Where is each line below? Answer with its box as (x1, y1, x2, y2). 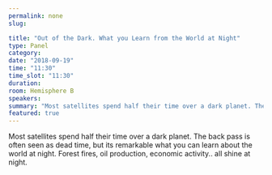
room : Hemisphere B (8, 87, 74, 95)
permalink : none (8, 11, 63, 20)
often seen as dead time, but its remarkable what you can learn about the (8, 140, 253, 150)
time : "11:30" (8, 64, 57, 73)
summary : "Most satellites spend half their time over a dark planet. (8, 102, 252, 110)
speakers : (8, 94, 42, 102)
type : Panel (8, 41, 49, 49)
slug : (8, 19, 27, 28)
